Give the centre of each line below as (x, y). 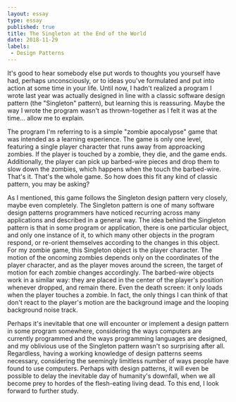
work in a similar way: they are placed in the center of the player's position (115, 279)
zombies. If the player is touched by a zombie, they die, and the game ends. (117, 154)
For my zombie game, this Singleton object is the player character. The (110, 250)
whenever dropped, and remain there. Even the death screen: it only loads (115, 287)
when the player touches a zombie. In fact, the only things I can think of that (118, 295)
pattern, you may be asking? (49, 184)
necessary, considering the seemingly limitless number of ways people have (118, 360)
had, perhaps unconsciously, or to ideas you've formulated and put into (111, 80)
